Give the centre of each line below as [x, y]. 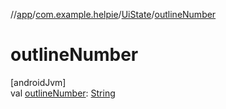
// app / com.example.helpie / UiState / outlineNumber [113, 14]
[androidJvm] [38, 82]
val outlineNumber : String [63, 93]
